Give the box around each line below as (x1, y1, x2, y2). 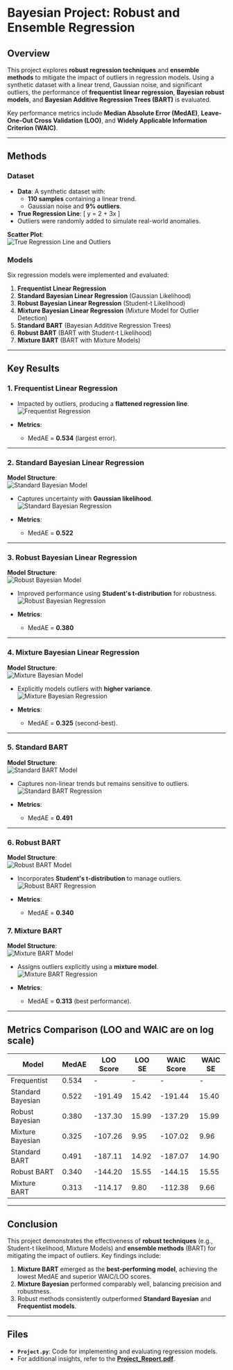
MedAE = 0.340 (27, 908, 74, 917)
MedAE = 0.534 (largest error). (27, 434, 117, 442)
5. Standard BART (7, 743, 69, 753)
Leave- (200, 109, 222, 117)
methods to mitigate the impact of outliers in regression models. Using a (7, 73, 214, 81)
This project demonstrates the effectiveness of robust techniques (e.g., (7, 1237, 213, 1245)
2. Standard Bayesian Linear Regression (7, 457, 144, 467)
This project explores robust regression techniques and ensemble (7, 66, 200, 74)
